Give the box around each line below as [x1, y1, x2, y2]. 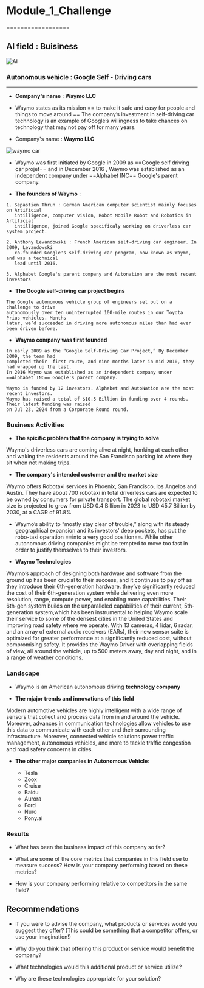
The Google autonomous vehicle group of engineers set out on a [6, 299, 172, 305]
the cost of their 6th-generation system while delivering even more [6, 589, 174, 597]
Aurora [24, 795, 42, 802]
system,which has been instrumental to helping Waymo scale [34, 609, 188, 616]
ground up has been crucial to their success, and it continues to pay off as [6, 576, 192, 584]
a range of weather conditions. [6, 654, 83, 661]
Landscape [6, 669, 40, 678]
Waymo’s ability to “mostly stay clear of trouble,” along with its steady [15, 520, 190, 528]
